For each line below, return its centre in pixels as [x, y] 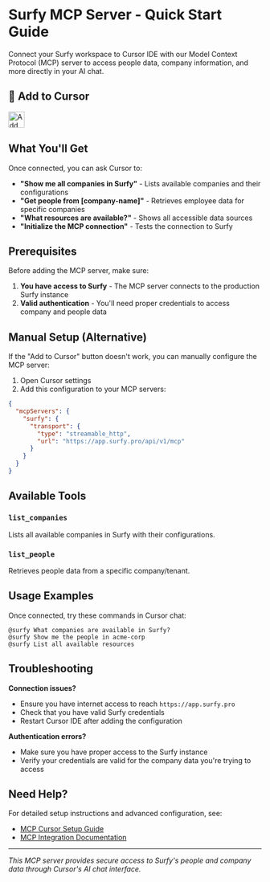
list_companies [38, 518]
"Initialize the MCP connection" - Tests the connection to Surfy [126, 226]
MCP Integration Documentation [73, 838]
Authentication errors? [47, 736]
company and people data [63, 312]
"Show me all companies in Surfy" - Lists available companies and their [140, 183]
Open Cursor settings [55, 381]
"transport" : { [55, 426]
